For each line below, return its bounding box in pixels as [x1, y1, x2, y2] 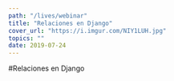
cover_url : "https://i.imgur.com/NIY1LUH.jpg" [8, 26, 167, 34]
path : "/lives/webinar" [8, 11, 88, 20]
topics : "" [8, 34, 45, 43]
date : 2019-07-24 [8, 42, 67, 50]
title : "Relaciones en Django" [8, 19, 113, 27]
